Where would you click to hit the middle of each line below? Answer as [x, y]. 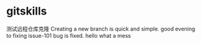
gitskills [27, 11]
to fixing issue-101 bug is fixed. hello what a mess [69, 35]
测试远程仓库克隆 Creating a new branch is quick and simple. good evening [101, 29]
